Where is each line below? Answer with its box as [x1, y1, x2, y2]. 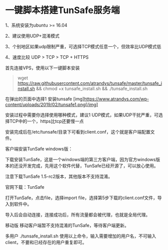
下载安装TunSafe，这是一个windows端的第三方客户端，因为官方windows [5, 156, 156, 162]
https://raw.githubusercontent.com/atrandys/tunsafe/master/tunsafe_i [17, 80, 162, 86]
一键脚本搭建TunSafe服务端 [5, 5, 120, 16]
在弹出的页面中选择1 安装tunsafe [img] [5, 96, 84, 102]
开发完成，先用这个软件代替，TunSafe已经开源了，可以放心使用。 [22, 163, 159, 169]
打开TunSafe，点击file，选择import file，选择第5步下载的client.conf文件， [5, 194, 158, 201]
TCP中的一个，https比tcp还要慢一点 [9, 118, 84, 124]
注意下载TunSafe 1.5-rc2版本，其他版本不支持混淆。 [5, 173, 113, 179]
